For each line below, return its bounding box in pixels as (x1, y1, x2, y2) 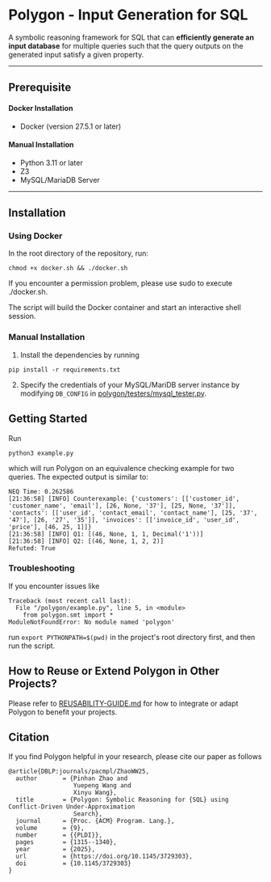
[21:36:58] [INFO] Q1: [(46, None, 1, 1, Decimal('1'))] (8, 530, 204, 538)
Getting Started (8, 412, 88, 426)
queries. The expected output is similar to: (8, 472, 149, 481)
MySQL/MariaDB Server (19, 175, 101, 184)
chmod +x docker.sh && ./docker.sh (8, 265, 128, 273)
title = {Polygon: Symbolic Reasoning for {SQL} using (15, 795, 229, 804)
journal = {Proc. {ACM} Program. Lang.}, (15, 817, 175, 825)
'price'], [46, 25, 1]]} (8, 523, 92, 531)
